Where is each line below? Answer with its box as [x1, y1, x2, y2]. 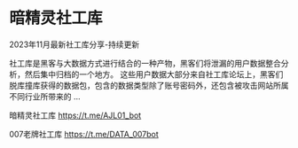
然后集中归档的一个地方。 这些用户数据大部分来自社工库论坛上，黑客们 [24, 68, 284, 80]
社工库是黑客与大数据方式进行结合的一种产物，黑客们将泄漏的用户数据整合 [9, 58, 281, 68]
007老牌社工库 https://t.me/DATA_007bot [9, 129, 160, 139]
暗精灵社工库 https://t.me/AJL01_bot [9, 110, 142, 121]
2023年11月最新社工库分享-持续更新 [9, 39, 140, 50]
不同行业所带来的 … [9, 90, 82, 102]
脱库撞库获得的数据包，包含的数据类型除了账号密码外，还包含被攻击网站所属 [9, 80, 289, 90]
